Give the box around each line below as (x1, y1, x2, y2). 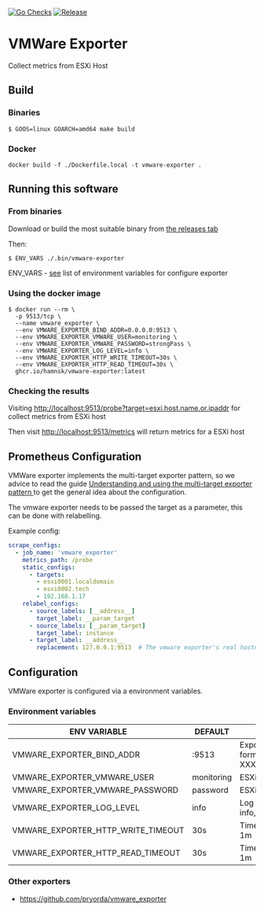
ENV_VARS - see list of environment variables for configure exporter (8, 268, 228, 277)
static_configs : (22, 563, 76, 571)
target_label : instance (36, 629, 114, 637)
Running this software (8, 182, 119, 196)
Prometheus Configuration (8, 450, 142, 463)
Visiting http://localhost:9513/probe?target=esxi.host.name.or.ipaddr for (8, 403, 241, 413)
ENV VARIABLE (69, 726, 127, 737)
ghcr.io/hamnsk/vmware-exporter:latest (15, 367, 146, 375)
